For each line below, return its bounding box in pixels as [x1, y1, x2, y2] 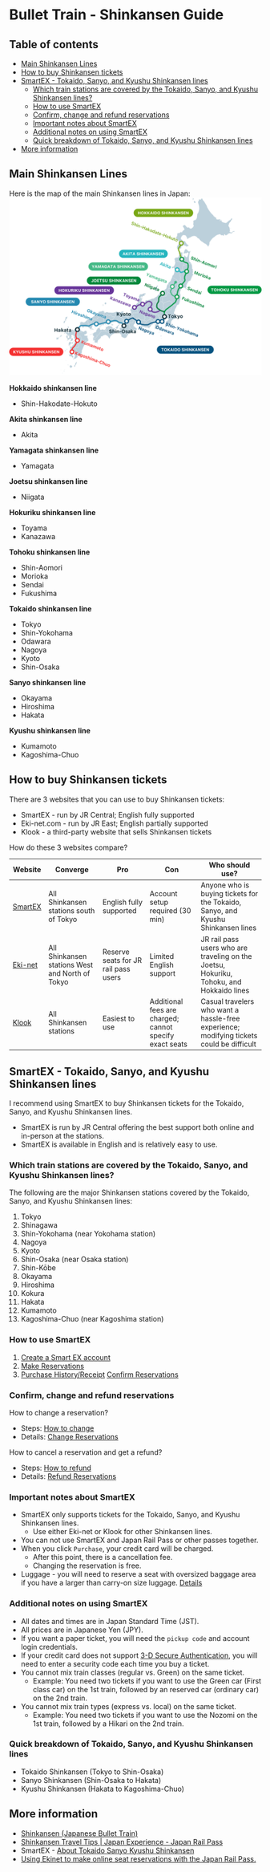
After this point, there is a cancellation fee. [32, 1553, 173, 1562]
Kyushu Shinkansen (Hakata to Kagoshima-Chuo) [20, 1784, 185, 1793]
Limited [149, 951, 175, 960]
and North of [48, 968, 91, 978]
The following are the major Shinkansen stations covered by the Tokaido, [9, 1188, 250, 1197]
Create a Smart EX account [20, 1352, 111, 1362]
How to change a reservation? [9, 1407, 109, 1417]
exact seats [149, 1039, 187, 1049]
